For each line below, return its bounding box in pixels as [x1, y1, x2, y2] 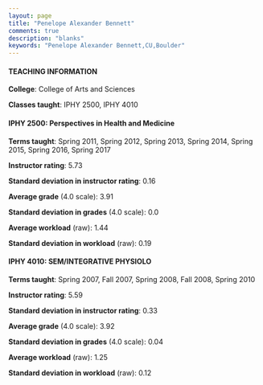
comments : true [8, 27, 60, 35]
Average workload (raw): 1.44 [8, 223, 109, 232]
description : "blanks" [8, 34, 84, 43]
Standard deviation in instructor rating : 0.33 [8, 305, 158, 315]
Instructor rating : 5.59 [8, 290, 83, 300]
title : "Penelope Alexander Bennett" [8, 19, 135, 27]
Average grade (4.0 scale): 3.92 [8, 321, 115, 330]
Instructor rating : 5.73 [8, 160, 83, 170]
